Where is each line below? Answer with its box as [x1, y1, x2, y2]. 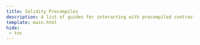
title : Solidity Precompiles [6, 8, 79, 15]
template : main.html [6, 19, 58, 25]
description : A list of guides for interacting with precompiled [6, 14, 171, 20]
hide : [6, 25, 20, 31]
